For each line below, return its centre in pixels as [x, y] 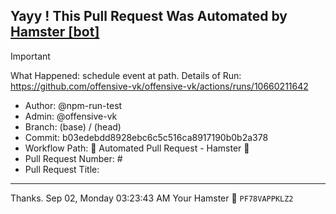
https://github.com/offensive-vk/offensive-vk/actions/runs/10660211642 [159, 86]
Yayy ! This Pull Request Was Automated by [149, 16]
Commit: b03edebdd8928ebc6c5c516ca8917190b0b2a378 [146, 137]
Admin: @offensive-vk [71, 116]
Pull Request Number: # [73, 158]
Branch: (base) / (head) [73, 126]
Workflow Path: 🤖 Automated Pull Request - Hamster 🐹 [137, 148]
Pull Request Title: [62, 169]
